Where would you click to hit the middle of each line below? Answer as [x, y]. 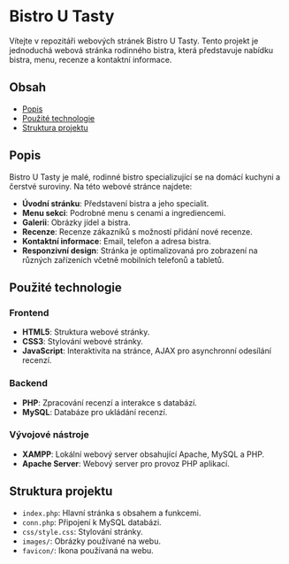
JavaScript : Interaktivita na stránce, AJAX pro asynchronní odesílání [147, 351]
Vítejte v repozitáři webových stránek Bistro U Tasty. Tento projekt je [134, 41]
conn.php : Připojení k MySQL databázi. [91, 522]
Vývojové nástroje [49, 435]
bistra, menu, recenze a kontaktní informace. [91, 59]
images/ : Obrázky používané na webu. [91, 541]
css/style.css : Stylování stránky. [82, 531]
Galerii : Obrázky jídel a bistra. [76, 222]
